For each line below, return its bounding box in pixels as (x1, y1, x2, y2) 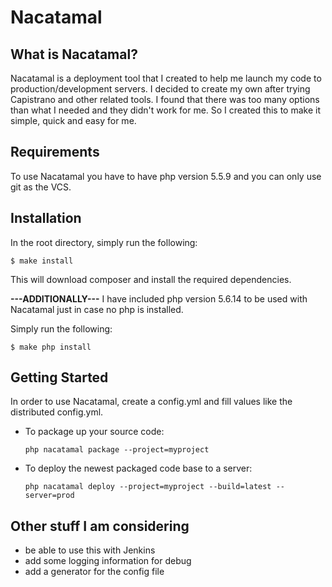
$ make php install (10, 342, 92, 352)
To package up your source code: (24, 426, 165, 438)
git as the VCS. (10, 181, 72, 193)
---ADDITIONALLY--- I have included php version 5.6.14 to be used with (10, 292, 308, 305)
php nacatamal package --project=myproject (24, 445, 210, 455)
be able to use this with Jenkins (24, 544, 156, 556)
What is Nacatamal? (10, 46, 138, 63)
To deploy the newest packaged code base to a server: (24, 462, 253, 475)
